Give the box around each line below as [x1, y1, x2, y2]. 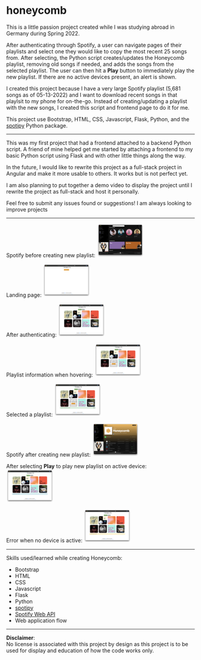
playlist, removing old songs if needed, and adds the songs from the [6, 61, 175, 68]
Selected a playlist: [6, 411, 53, 418]
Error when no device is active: [6, 537, 83, 544]
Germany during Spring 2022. [6, 29, 80, 37]
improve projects [6, 206, 48, 213]
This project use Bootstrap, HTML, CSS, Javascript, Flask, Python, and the [6, 115, 190, 123]
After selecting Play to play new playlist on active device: [6, 463, 147, 470]
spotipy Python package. [6, 122, 68, 129]
